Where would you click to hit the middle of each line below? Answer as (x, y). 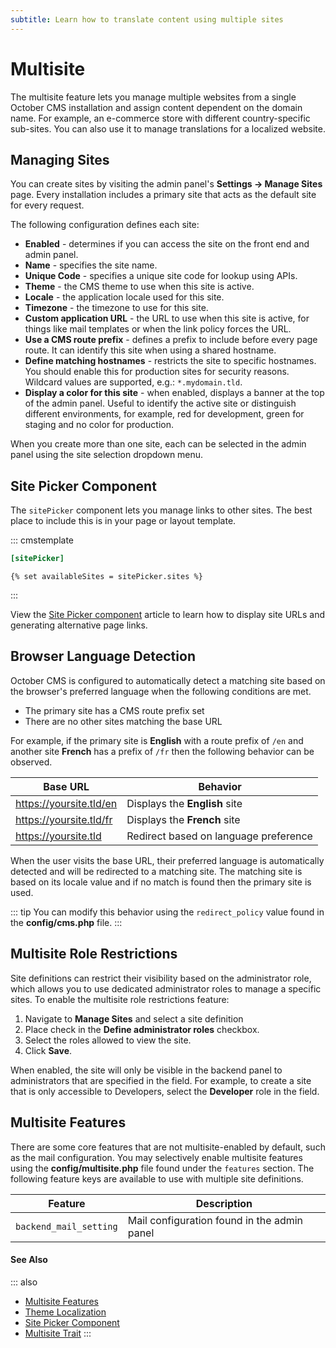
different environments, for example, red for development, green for (164, 414)
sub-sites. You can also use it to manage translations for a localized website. (168, 128)
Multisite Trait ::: (58, 1333)
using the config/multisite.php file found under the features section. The (162, 1168)
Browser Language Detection (103, 656)
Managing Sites (60, 159)
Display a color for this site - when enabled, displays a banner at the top (174, 393)
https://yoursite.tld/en (66, 803)
